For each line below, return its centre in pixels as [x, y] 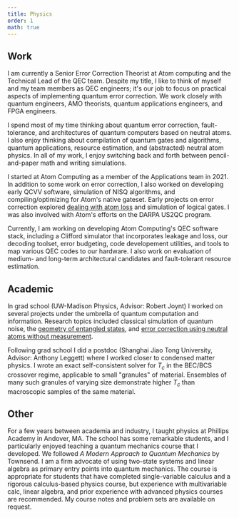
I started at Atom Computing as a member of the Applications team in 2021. [118, 177]
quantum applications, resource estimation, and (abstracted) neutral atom [116, 148]
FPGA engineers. [32, 111]
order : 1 [20, 21]
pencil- [219, 156]
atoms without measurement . [50, 336]
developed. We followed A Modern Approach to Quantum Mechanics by [113, 454]
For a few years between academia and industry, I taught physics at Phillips [118, 431]
